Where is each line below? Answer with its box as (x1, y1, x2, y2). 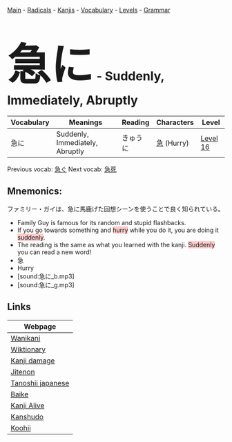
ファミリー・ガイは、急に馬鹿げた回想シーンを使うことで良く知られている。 (7, 204, 224, 213)
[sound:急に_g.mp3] (17, 280, 75, 289)
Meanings (68, 117, 103, 127)
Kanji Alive (10, 401, 45, 410)
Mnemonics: (7, 186, 63, 198)
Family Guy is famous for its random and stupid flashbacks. (17, 218, 186, 227)
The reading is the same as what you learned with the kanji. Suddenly (17, 240, 215, 249)
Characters (156, 117, 195, 127)
